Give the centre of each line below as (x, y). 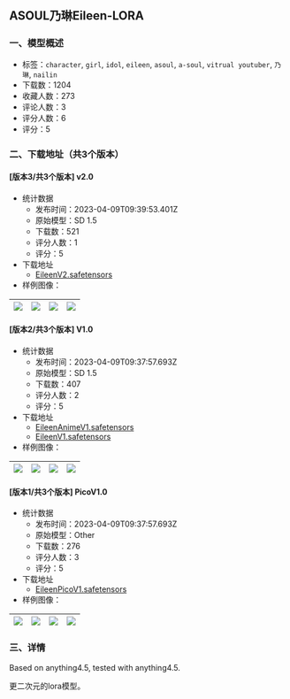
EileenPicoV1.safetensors (81, 589)
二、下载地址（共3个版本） (66, 154)
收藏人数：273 (48, 96)
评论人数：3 (44, 107)
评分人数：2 (57, 396)
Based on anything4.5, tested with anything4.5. (95, 667)
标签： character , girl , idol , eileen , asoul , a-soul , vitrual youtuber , (147, 64)
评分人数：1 (56, 242)
